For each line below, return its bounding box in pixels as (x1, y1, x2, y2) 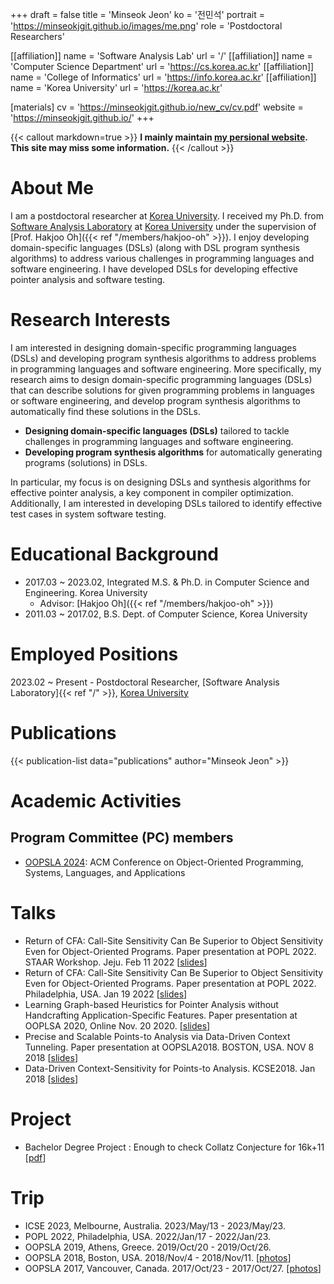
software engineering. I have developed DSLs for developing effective (10, 263, 298, 275)
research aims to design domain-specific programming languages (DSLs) (10, 373, 313, 385)
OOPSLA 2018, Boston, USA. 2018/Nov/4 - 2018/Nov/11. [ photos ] (24, 1251, 292, 1263)
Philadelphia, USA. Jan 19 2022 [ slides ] (24, 988, 188, 1000)
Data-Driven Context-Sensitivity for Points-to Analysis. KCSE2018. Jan (24, 1062, 316, 1074)
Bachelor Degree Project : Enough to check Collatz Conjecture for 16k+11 (24, 1141, 325, 1153)
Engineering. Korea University (24, 586, 148, 598)
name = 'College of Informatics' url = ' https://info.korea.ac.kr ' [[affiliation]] (10, 71, 317, 83)
